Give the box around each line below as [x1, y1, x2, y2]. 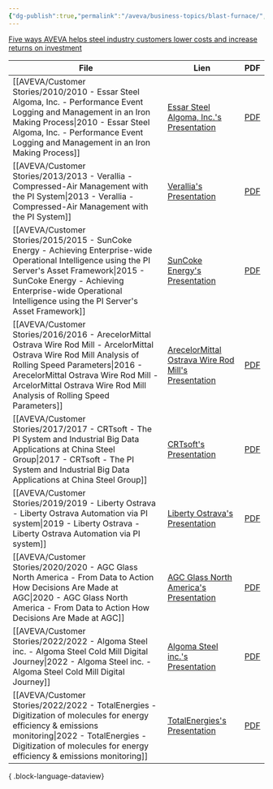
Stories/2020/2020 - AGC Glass [12, 561, 138, 573]
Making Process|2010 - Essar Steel [12, 116, 150, 128]
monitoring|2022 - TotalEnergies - [12, 730, 147, 741]
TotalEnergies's [167, 714, 227, 726]
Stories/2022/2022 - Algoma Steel [12, 635, 148, 647]
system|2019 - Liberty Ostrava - [12, 518, 141, 529]
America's [167, 582, 207, 593]
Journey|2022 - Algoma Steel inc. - [12, 656, 152, 667]
